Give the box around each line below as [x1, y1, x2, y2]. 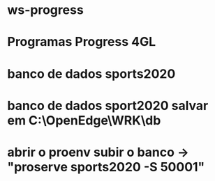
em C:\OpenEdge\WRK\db [7, 112, 161, 128]
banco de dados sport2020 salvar [7, 97, 209, 113]
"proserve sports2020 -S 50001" [7, 159, 205, 175]
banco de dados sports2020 [7, 65, 176, 81]
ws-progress [7, 2, 84, 18]
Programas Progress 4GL [7, 34, 156, 50]
